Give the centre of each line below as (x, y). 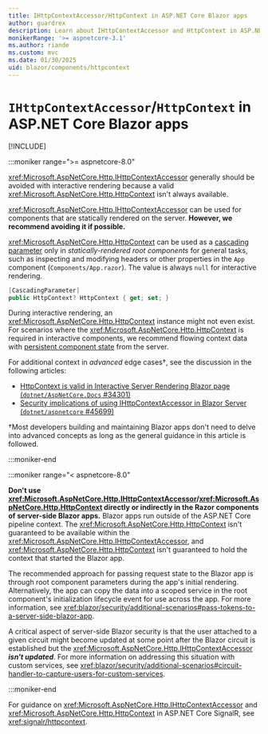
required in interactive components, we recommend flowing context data (128, 338)
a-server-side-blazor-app (51, 616)
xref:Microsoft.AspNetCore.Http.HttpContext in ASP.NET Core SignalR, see (132, 713)
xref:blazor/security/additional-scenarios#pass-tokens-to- (160, 608)
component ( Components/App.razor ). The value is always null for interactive (132, 267)
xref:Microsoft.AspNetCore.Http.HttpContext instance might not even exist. (132, 322)
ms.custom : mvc (33, 53)
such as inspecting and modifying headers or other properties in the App (126, 258)
